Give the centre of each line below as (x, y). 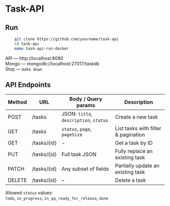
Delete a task (131, 180)
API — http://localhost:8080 (34, 58)
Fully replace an (134, 151)
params (86, 105)
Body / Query (86, 99)
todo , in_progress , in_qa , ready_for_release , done (57, 198)
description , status (85, 120)
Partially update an (137, 166)
